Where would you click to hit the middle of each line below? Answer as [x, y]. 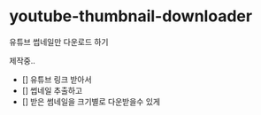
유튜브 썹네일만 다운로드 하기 [59, 42]
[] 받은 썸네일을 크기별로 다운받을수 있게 [91, 101]
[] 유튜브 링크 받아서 [57, 79]
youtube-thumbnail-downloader [131, 16]
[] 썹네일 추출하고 [52, 90]
